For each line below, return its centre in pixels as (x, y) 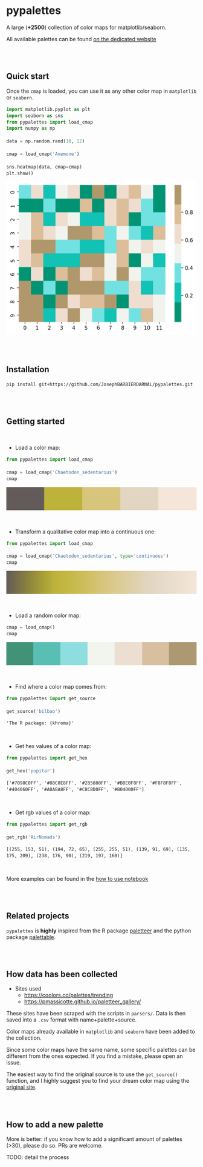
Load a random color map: (48, 615)
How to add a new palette (55, 1124)
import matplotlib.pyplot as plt (48, 109)
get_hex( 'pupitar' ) (31, 771)
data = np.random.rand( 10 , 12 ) (46, 141)
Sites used (28, 989)
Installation (28, 369)
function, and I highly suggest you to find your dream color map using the (98, 1081)
